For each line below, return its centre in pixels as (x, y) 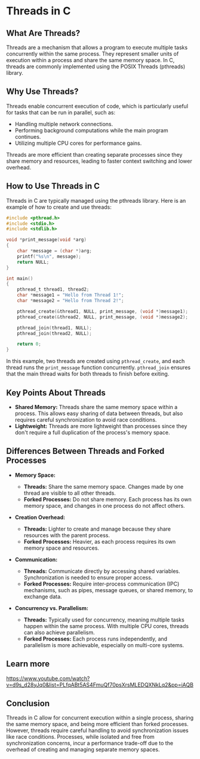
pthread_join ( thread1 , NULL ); (55, 328)
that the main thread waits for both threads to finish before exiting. (88, 374)
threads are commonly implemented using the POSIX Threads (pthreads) (96, 66)
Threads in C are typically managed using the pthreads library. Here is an (96, 200)
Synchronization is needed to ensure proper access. (88, 577)
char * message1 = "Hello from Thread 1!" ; (70, 295)
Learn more (28, 664)
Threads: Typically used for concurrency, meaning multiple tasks (104, 620)
